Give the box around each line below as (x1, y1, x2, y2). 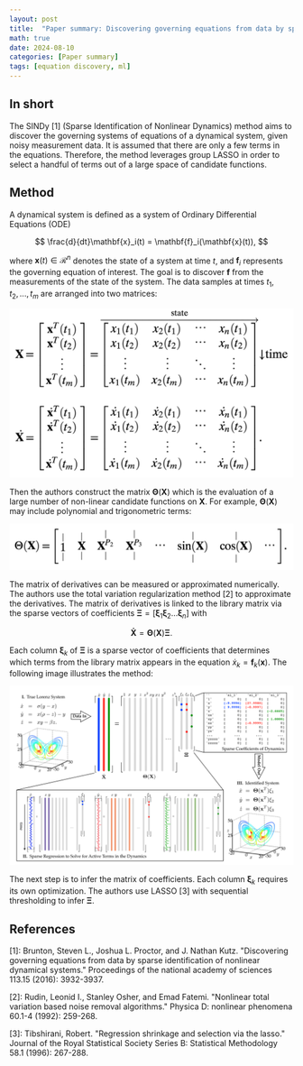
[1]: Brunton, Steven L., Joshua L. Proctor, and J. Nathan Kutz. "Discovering (9, 945, 289, 956)
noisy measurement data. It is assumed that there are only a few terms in (9, 140, 280, 151)
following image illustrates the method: (9, 668, 153, 679)
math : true (9, 33, 50, 42)
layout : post (9, 14, 59, 23)
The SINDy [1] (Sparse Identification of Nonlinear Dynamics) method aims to (9, 120, 292, 131)
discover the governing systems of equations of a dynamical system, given (9, 130, 289, 141)
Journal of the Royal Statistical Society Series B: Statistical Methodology (9, 1038, 278, 1049)
